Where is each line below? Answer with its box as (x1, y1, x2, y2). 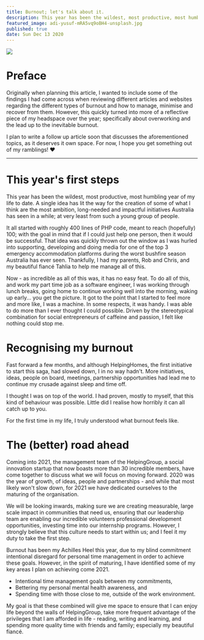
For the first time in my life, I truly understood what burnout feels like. (6, 417, 179, 424)
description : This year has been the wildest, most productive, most (6, 15, 186, 21)
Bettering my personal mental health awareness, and (15, 584, 148, 591)
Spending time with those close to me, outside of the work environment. (15, 590, 195, 597)
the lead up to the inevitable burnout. (6, 121, 99, 129)
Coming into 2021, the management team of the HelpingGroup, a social (6, 458, 184, 465)
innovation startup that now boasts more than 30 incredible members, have (6, 465, 194, 472)
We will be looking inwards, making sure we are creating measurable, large (6, 502, 194, 509)
